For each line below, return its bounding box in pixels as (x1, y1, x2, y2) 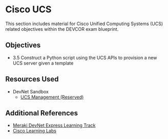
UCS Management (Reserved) (20, 94, 84, 100)
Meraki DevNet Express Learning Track (12, 122, 96, 129)
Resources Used (5, 75, 59, 84)
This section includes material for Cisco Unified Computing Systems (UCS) (5, 21, 163, 27)
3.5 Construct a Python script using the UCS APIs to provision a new (12, 54, 157, 61)
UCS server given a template (12, 60, 74, 66)
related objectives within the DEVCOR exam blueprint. (5, 26, 119, 32)
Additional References (5, 109, 78, 117)
